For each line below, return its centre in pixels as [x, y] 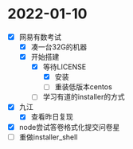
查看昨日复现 [52, 117]
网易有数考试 [40, 37]
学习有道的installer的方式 [84, 97]
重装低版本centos [83, 87]
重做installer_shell [48, 137]
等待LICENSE [65, 67]
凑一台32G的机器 [59, 47]
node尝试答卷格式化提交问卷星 [69, 127]
